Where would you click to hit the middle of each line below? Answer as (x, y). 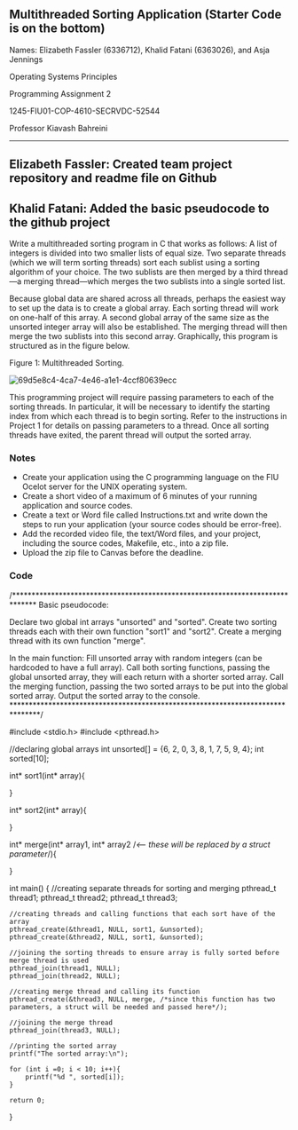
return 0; (27, 1100)
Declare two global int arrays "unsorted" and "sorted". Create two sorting (143, 621)
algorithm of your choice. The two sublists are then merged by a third (136, 272)
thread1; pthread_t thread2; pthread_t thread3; (94, 897)
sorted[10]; (29, 758)
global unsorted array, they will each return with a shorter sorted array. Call (146, 676)
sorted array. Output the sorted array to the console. (105, 695)
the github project (60, 222)
